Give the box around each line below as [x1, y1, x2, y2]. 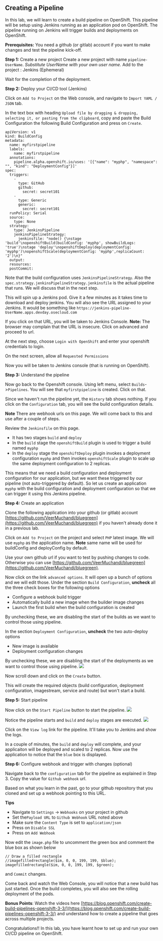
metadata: [5, 138, 25, 143]
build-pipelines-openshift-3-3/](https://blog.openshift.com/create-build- [5, 905, 151, 911]
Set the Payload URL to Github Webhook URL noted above [12, 814, 123, 820]
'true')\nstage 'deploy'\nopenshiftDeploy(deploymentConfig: [5, 245, 132, 250]
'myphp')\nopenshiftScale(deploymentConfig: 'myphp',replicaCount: [5, 249, 145, 254]
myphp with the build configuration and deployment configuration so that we [5, 485, 156, 491]
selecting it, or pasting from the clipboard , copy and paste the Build [5, 115, 151, 121]
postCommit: [9, 266, 34, 271]
